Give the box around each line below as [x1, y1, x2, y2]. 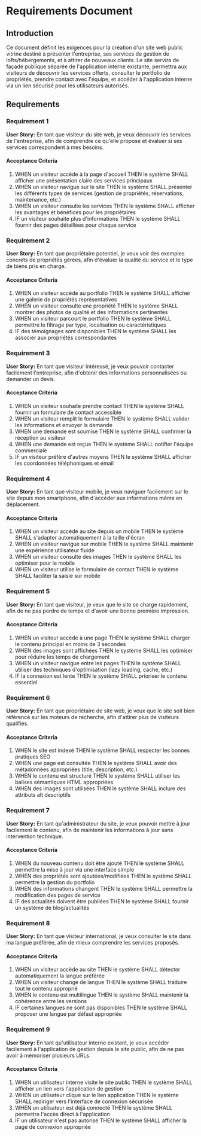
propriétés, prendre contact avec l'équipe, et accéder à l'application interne [6, 76, 193, 83]
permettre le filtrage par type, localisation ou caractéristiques [14, 321, 166, 328]
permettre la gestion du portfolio [14, 878, 95, 886]
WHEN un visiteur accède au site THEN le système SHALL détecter [14, 966, 181, 973]
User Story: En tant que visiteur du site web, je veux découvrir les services [6, 130, 191, 138]
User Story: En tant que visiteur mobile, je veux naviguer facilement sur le [6, 488, 188, 495]
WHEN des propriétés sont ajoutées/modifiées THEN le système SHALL [14, 872, 192, 879]
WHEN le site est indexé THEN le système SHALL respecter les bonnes [14, 747, 190, 754]
